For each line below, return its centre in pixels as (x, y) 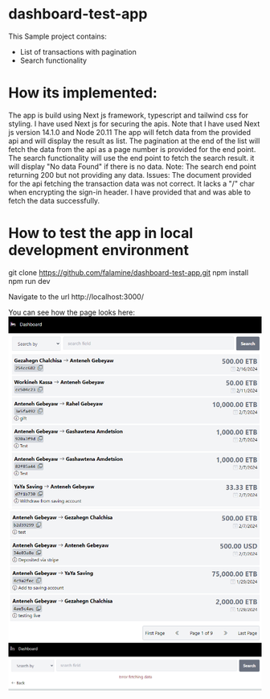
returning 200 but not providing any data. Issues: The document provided (130, 175)
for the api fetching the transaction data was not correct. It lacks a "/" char (132, 183)
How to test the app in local (101, 233)
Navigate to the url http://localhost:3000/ (76, 296)
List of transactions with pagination (78, 51)
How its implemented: (83, 93)
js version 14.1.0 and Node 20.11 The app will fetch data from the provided (130, 132)
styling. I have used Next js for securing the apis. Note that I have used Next (134, 123)
